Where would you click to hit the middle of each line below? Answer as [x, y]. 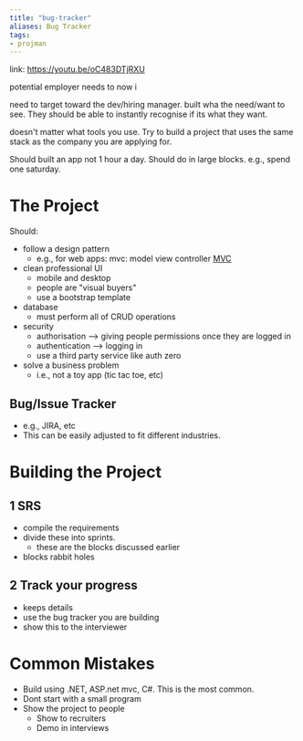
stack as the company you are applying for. [91, 141]
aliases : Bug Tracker [51, 26]
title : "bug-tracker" [51, 18]
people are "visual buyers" [86, 287]
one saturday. [35, 169]
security [38, 327]
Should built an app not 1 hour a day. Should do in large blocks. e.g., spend [150, 160]
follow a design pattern [66, 249]
